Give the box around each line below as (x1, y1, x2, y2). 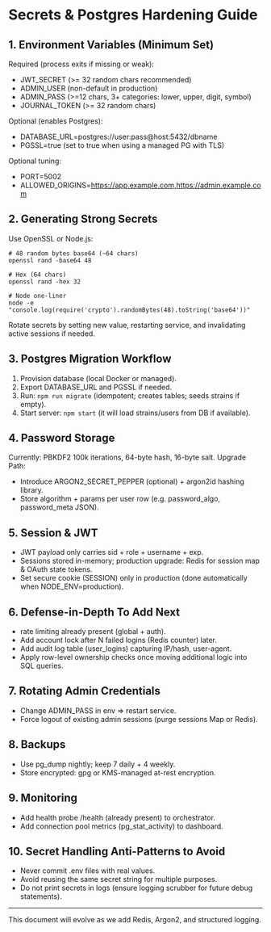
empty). (19, 399, 47, 409)
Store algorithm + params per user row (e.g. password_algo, (19, 494, 220, 504)
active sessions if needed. (8, 329, 95, 338)
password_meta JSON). (19, 502, 99, 512)
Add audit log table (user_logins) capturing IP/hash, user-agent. (19, 644, 232, 653)
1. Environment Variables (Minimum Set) (8, 38, 215, 52)
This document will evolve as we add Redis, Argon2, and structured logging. (8, 915, 262, 925)
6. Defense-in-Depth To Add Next (8, 605, 181, 619)
